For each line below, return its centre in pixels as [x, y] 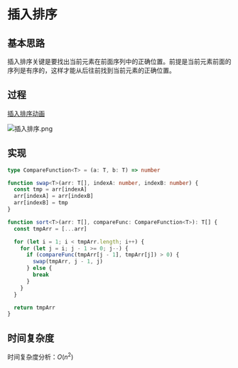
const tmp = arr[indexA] [50, 189]
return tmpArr [34, 307]
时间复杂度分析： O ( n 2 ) [40, 356]
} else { [39, 268]
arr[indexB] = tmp [41, 203]
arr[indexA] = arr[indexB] [54, 196]
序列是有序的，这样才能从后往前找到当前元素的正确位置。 [91, 70]
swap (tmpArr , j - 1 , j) [68, 262]
